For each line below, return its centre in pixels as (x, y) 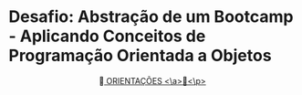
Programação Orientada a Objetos (140, 56)
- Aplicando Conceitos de (107, 36)
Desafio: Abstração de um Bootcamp (151, 17)
